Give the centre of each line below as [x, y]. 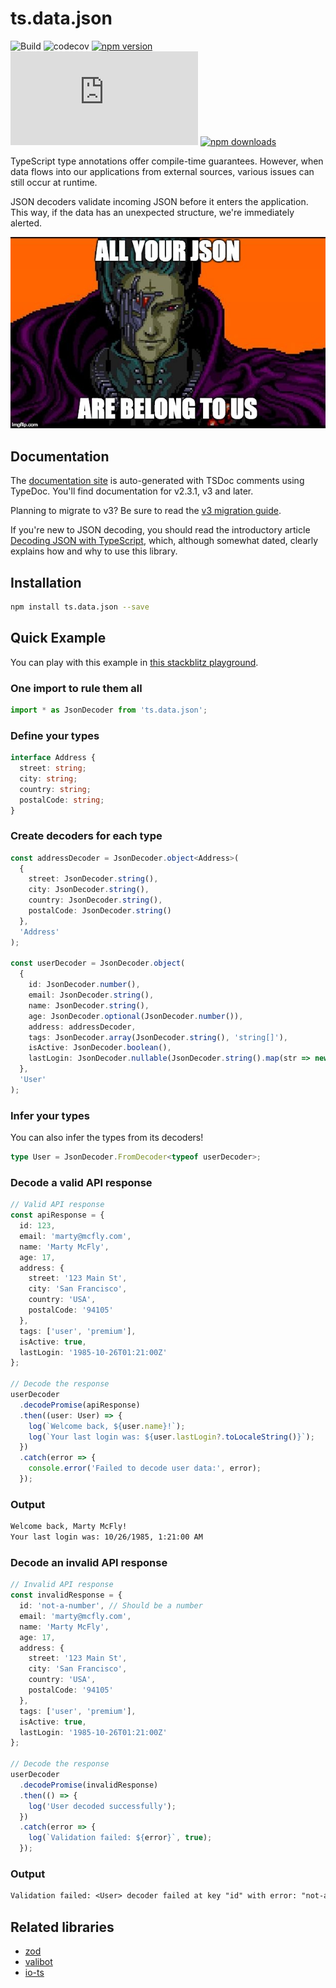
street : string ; [53, 768]
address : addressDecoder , [82, 1027]
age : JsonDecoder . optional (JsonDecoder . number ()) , [136, 1016]
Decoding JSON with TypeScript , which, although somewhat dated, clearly [164, 541]
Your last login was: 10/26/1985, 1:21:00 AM [106, 1537]
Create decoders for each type [86, 836]
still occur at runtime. [54, 182]
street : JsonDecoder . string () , [93, 879]
